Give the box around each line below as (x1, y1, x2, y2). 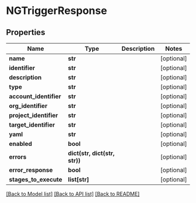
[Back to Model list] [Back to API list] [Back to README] (6, 191, 140, 197)
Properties (6, 27, 45, 37)
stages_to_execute (9, 176, 62, 183)
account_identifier (9, 92, 61, 100)
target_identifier (9, 121, 55, 129)
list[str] (68, 176, 89, 183)
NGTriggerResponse (6, 4, 107, 17)
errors (9, 153, 27, 161)
